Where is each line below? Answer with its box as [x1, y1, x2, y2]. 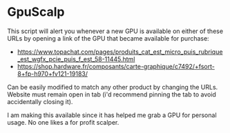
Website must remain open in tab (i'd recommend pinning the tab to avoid [7, 90, 216, 99]
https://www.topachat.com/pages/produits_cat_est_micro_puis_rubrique [17, 48, 223, 56]
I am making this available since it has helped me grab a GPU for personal [7, 111, 217, 119]
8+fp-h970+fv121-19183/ [17, 70, 88, 78]
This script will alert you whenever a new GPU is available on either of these [7, 27, 223, 35]
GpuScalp [7, 4, 65, 20]
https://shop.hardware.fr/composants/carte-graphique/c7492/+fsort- [17, 62, 215, 70]
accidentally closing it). [7, 97, 73, 105]
